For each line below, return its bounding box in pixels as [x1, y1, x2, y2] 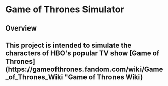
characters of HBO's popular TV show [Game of [5, 49, 159, 58]
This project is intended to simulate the [5, 41, 132, 49]
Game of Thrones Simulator [5, 4, 124, 15]
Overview [5, 24, 37, 33]
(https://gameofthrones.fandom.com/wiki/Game [5, 65, 163, 73]
